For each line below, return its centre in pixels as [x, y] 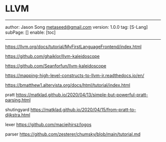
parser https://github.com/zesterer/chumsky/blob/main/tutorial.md [73, 134]
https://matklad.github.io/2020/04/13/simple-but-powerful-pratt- [82, 94]
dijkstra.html [18, 115]
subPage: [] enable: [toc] [30, 32]
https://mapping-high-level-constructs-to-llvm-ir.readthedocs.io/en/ [75, 75]
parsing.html [18, 100]
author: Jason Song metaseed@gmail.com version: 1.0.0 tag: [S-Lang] [77, 27]
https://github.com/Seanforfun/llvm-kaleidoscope [56, 66]
